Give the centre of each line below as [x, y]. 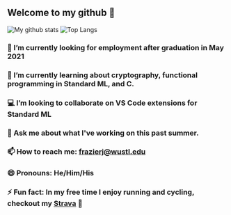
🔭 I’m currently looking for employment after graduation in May [116, 47]
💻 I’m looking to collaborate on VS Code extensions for [102, 103]
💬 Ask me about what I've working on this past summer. [103, 133]
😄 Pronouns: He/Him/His [50, 173]
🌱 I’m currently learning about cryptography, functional [103, 75]
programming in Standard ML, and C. [71, 83]
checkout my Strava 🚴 [45, 204]
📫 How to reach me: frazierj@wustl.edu [77, 152]
